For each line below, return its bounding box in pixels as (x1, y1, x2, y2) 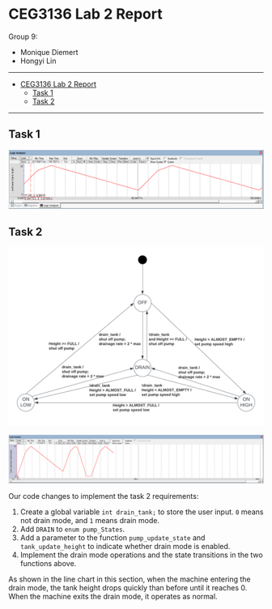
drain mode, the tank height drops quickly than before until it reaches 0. (8, 583, 248, 593)
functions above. (19, 559, 77, 569)
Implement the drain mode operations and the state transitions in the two (19, 550, 263, 560)
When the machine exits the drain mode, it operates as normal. (8, 592, 218, 602)
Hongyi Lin (19, 56, 57, 66)
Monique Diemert (19, 47, 79, 57)
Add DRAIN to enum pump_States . (19, 524, 125, 534)
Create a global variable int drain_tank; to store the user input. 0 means (19, 507, 264, 517)
